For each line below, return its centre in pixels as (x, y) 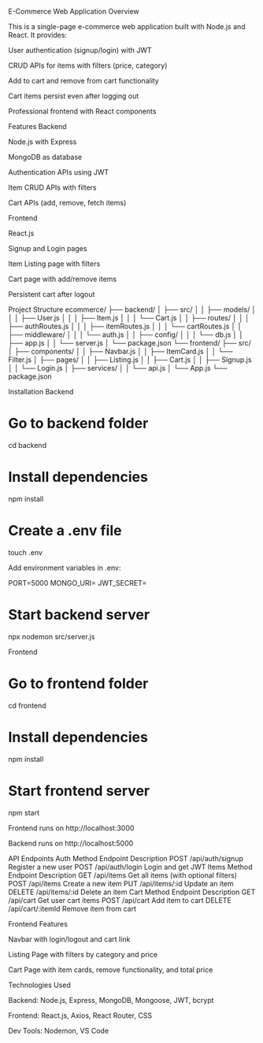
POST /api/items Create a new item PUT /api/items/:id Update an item (121, 883)
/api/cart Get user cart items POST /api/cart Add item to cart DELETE (120, 900)
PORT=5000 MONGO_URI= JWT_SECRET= (78, 583)
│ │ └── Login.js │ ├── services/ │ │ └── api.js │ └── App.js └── (118, 368)
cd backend (28, 445)
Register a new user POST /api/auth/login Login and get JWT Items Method (130, 867)
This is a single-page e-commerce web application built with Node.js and (127, 26)
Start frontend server (79, 791)
